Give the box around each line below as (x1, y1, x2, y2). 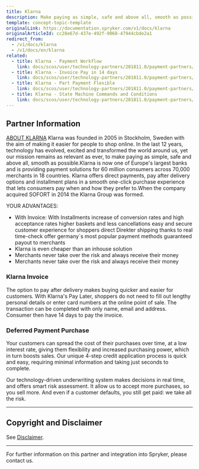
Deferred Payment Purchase (6, 326, 89, 335)
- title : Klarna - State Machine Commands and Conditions (11, 91, 158, 97)
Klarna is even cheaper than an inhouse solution (14, 245, 133, 252)
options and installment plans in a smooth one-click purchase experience (6, 178, 185, 185)
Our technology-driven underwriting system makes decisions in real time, (6, 377, 185, 384)
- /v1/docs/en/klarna (11, 47, 65, 53)
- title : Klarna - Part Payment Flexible (11, 81, 115, 86)
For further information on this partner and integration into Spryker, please (6, 451, 188, 458)
